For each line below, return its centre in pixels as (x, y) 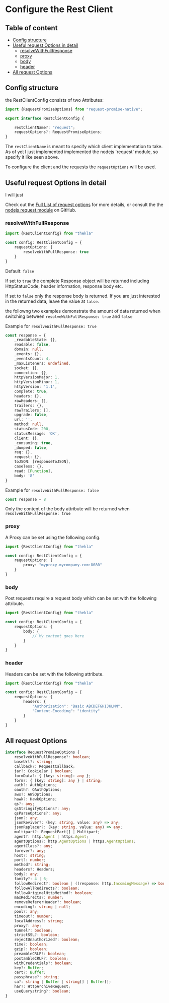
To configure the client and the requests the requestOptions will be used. (80, 167)
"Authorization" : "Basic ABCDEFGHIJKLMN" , (77, 706)
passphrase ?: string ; (37, 977)
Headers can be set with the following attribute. (55, 674)
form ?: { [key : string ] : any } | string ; (58, 780)
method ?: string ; (32, 865)
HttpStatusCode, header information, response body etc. (64, 286)
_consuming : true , (33, 443)
